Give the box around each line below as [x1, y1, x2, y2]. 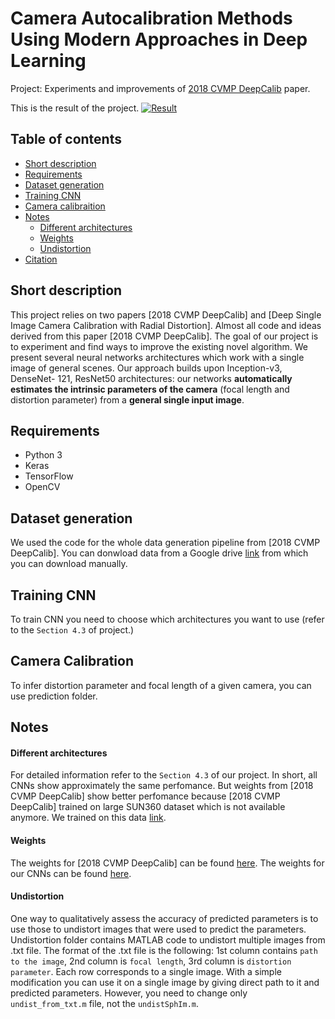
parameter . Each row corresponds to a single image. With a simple [10, 965, 282, 977]
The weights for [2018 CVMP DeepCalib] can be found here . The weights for [10, 857, 325, 869]
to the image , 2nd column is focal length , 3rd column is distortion [10, 955, 292, 967]
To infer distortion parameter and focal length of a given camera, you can [10, 679, 312, 691]
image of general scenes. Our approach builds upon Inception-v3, [10, 362, 283, 374]
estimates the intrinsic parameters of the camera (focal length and [10, 383, 290, 395]
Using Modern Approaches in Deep [10, 28, 308, 51]
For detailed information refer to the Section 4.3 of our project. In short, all [10, 769, 318, 781]
